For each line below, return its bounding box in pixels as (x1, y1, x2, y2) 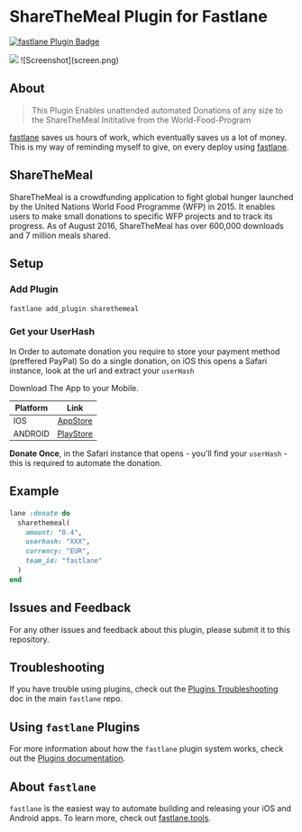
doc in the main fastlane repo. (9, 693, 124, 704)
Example (9, 484, 59, 499)
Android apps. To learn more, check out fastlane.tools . (9, 813, 212, 824)
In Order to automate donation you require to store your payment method (9, 345, 280, 357)
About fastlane (9, 779, 96, 794)
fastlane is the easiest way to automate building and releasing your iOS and (9, 803, 291, 814)
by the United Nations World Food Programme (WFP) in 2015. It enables (9, 201, 276, 212)
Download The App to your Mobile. (9, 382, 140, 393)
